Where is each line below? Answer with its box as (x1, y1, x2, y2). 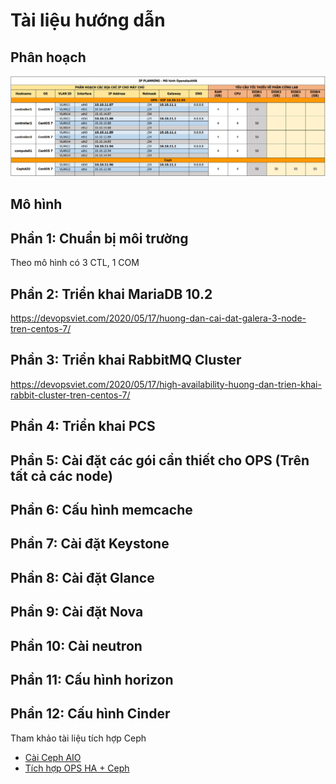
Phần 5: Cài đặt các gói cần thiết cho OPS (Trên (10, 452, 310, 469)
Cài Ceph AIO (24, 751, 82, 763)
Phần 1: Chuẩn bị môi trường (10, 230, 189, 247)
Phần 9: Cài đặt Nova (10, 604, 144, 621)
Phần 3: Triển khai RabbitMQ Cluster (10, 352, 242, 369)
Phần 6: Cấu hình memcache (10, 501, 193, 518)
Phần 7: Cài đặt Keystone (10, 535, 170, 553)
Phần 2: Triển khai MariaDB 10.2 (10, 285, 213, 303)
